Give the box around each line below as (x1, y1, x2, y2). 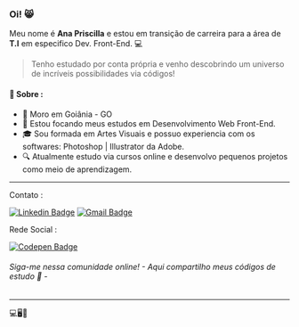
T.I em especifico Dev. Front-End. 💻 (9, 38, 143, 49)
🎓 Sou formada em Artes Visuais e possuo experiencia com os (21, 128, 255, 139)
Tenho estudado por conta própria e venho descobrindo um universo (30, 59, 285, 69)
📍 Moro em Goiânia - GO (21, 109, 113, 119)
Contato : (9, 189, 44, 200)
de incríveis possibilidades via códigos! (30, 69, 175, 79)
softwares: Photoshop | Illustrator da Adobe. (21, 141, 185, 151)
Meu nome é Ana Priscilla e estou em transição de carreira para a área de (9, 29, 282, 39)
